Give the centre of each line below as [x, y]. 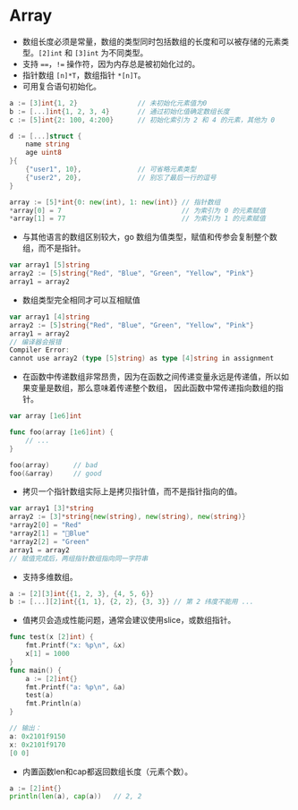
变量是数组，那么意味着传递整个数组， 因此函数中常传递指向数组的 [153, 388]
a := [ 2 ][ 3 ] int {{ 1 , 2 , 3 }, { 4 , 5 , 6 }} [82, 593]
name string [47, 144]
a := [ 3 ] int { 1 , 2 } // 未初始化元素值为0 [108, 103]
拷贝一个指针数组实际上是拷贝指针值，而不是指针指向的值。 [132, 491]
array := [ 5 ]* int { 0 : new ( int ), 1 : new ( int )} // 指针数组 [115, 202]
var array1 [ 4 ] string [50, 317]
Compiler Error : [39, 350]
